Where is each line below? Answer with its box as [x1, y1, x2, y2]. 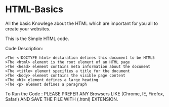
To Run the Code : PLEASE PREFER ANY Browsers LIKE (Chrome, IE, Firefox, [5, 90, 164, 97]
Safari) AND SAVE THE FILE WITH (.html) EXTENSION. [5, 96, 118, 102]
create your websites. [5, 25, 51, 31]
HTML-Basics [5, 4, 63, 15]
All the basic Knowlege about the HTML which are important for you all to [5, 20, 158, 26]
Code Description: [5, 45, 43, 51]
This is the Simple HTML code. [5, 35, 69, 42]
